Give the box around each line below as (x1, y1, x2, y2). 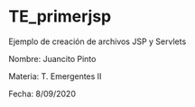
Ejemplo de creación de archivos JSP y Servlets (8, 36, 187, 47)
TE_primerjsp (8, 6, 112, 27)
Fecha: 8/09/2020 (8, 88, 76, 99)
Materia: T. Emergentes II (8, 70, 102, 82)
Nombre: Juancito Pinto (8, 53, 97, 64)
